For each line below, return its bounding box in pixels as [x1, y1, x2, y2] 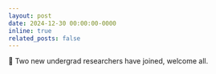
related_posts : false [8, 34, 81, 43]
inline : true [8, 27, 52, 35]
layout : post [8, 11, 52, 20]
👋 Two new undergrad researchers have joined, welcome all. [8, 56, 209, 66]
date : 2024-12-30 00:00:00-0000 [8, 19, 116, 27]
